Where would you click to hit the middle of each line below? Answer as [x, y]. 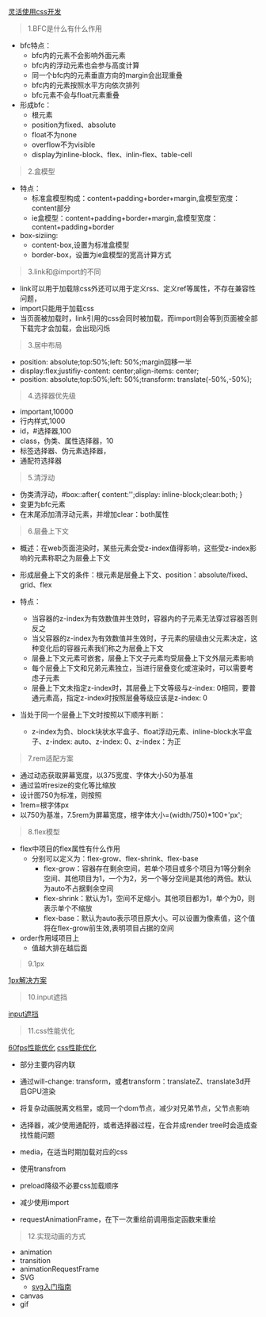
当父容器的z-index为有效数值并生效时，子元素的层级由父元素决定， [141, 638]
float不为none [54, 135]
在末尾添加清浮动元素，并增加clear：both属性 [94, 514]
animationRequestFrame [59, 1269]
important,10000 [46, 412]
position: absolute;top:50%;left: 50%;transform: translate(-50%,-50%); [135, 379]
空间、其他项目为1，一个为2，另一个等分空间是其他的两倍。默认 [147, 878]
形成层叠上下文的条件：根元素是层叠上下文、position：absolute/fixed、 [136, 575]
